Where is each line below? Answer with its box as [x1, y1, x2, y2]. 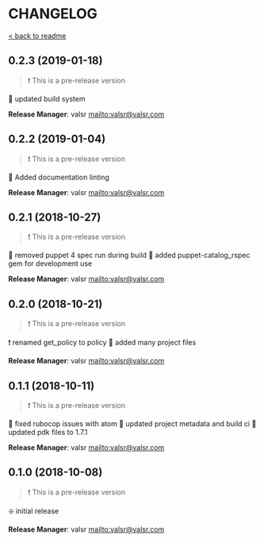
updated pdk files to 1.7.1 [8, 428, 88, 436]
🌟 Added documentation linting [8, 172, 109, 182]
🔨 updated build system [8, 94, 86, 103]
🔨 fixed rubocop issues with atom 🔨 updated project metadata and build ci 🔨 [8, 419, 257, 429]
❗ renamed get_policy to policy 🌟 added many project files [8, 338, 197, 348]
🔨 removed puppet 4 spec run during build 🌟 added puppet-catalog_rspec [8, 251, 251, 260]
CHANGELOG [8, 5, 98, 23]
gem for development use [8, 259, 93, 268]
